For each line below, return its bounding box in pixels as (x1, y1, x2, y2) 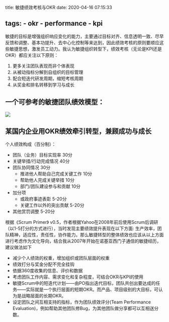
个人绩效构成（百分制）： (5, 141, 56, 147)
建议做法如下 (5, 245, 32, 251)
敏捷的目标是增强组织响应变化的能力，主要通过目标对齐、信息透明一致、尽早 (5, 33, 164, 39)
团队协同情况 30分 (12, 165, 51, 171)
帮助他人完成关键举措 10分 (20, 177, 75, 183)
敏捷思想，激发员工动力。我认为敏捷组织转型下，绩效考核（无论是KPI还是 (9, 46, 162, 52)
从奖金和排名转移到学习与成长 (12, 82, 74, 88)
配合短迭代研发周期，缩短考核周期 (12, 75, 83, 82)
